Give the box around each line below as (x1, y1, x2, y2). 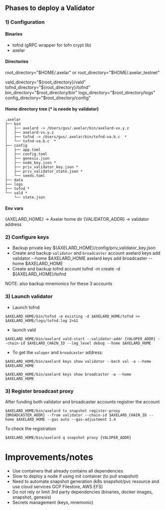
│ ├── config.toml (5, 152, 48, 157)
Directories (5, 59, 29, 65)
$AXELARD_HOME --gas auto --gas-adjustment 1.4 (16, 417, 116, 422)
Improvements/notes (5, 452, 93, 463)
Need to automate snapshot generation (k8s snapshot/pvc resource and (12, 478, 160, 484)
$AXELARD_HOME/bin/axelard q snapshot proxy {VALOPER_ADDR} (5, 435, 132, 440)
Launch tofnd (12, 304, 40, 310)
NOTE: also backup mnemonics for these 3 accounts (5, 281, 113, 287)
